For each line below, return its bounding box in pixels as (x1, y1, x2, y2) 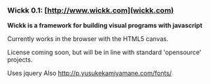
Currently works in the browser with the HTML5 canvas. (7, 35, 169, 43)
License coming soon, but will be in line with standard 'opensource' (7, 48, 202, 57)
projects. (7, 56, 33, 64)
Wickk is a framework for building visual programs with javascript (7, 22, 203, 30)
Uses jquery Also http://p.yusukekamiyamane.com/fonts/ (7, 69, 172, 78)
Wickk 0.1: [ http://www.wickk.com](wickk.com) (7, 6, 174, 15)
